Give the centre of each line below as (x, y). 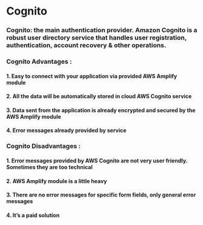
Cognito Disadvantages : (43, 146)
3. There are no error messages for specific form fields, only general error (101, 195)
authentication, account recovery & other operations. (86, 45)
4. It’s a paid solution (33, 215)
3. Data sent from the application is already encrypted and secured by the (101, 110)
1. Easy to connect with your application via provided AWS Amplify (92, 76)
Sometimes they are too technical (49, 167)
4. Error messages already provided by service (66, 130)
